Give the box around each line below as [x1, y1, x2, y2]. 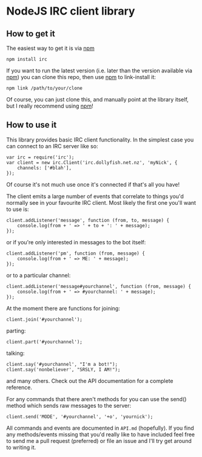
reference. [6, 383, 32, 391]
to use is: [6, 205, 29, 213]
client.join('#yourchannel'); [6, 316, 83, 323]
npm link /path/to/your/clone [6, 85, 83, 91]
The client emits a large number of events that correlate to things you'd [6, 193, 184, 200]
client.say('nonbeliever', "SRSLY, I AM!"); [6, 366, 121, 373]
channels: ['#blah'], [17, 165, 72, 171]
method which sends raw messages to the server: [6, 402, 132, 409]
